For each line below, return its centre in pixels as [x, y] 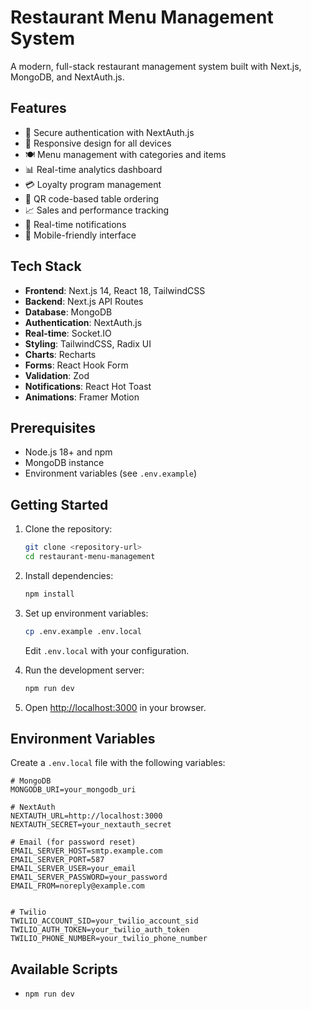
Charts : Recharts [60, 354]
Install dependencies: [69, 575]
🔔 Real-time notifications [75, 224]
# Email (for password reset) [73, 842]
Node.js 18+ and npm [68, 452]
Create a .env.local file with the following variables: [118, 763]
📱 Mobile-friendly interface [80, 235]
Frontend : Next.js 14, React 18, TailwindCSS [115, 290]
